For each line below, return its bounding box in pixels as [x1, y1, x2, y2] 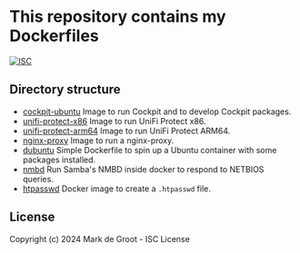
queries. [22, 173, 55, 184]
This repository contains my [9, 6, 226, 27]
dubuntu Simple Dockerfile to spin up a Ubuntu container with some [22, 144, 277, 155]
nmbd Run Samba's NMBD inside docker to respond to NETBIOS [22, 163, 265, 174]
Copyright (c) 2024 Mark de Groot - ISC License [9, 233, 191, 244]
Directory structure [9, 82, 121, 97]
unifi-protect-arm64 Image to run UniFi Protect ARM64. [22, 125, 231, 136]
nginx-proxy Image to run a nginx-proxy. [22, 134, 175, 146]
